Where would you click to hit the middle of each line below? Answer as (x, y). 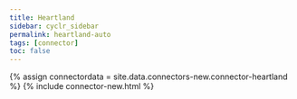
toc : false (30, 51)
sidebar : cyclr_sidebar (54, 26)
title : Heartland (42, 18)
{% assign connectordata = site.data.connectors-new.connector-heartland (148, 76)
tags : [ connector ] (44, 43)
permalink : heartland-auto (60, 34)
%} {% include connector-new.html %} (82, 86)
